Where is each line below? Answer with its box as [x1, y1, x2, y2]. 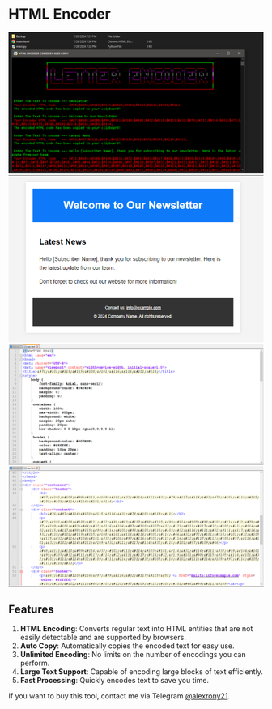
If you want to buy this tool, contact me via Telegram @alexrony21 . [8, 691, 231, 701]
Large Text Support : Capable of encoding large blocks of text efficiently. [19, 667, 263, 677]
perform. [19, 658, 50, 668]
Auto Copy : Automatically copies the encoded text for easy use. [19, 641, 235, 651]
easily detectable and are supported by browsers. [19, 633, 186, 643]
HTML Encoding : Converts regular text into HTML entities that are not [19, 624, 253, 634]
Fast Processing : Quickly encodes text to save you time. [19, 676, 209, 686]
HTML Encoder [8, 5, 111, 23]
